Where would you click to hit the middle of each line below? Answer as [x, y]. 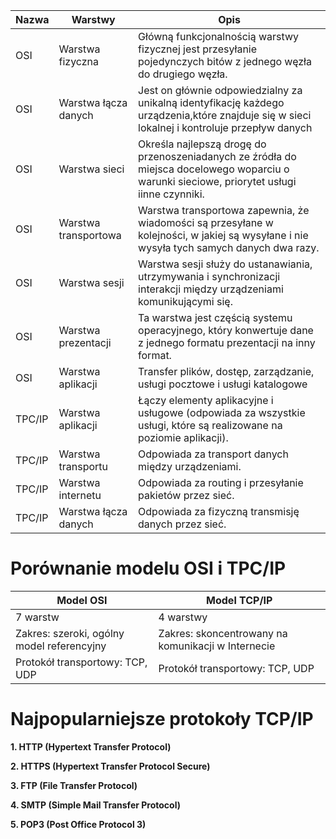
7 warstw [37, 617]
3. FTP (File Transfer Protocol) [74, 785]
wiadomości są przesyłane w [206, 222]
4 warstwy [183, 617]
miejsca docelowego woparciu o [214, 169]
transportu [83, 466]
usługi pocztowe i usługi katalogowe [223, 384]
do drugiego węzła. [183, 74]
